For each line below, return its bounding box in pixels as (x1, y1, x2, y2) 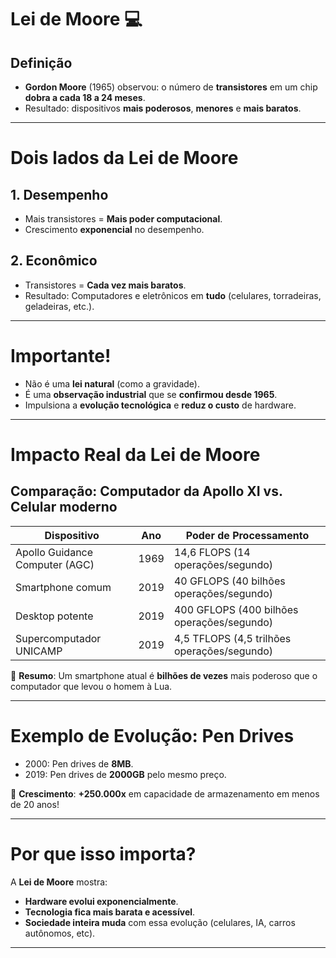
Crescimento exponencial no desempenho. (24, 224, 205, 235)
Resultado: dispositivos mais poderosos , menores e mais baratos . (24, 102, 302, 114)
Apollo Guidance (15, 545, 94, 559)
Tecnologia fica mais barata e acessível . (24, 906, 196, 918)
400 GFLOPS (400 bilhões (173, 602, 299, 616)
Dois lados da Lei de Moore (10, 147, 239, 170)
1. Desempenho (10, 186, 109, 203)
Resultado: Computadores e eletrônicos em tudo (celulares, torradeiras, (24, 289, 322, 301)
